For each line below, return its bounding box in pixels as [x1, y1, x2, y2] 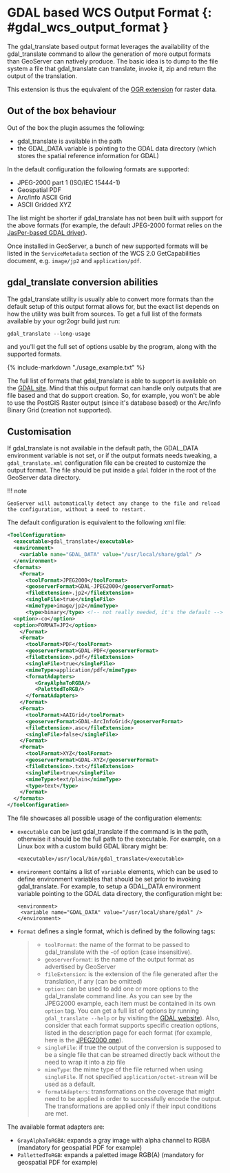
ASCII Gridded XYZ [17, 200, 72, 209]
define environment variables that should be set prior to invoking [17, 875, 201, 883]
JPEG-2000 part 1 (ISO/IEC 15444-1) [17, 178, 121, 187]
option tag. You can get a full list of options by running [44, 1007, 200, 1015]
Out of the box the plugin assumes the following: [7, 123, 145, 132]
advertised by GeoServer [44, 962, 116, 971]
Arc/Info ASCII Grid [17, 193, 72, 201]
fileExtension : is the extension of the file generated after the [44, 970, 218, 978]
